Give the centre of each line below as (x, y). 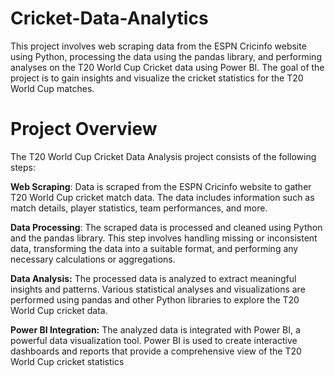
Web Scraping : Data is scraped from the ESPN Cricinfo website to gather (161, 186)
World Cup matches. (52, 88)
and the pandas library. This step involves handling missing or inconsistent (164, 238)
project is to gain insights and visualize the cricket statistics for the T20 (157, 78)
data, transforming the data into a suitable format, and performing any (154, 248)
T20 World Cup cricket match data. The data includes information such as (162, 197)
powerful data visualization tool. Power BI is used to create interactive (154, 340)
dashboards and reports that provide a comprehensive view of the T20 (156, 351)
